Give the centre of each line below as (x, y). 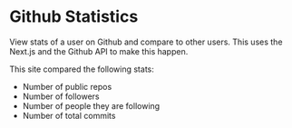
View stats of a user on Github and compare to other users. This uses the (146, 42)
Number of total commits (69, 115)
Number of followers (61, 96)
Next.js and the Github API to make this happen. (99, 51)
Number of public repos (67, 86)
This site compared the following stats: (82, 69)
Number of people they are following (91, 105)
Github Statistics (74, 17)
